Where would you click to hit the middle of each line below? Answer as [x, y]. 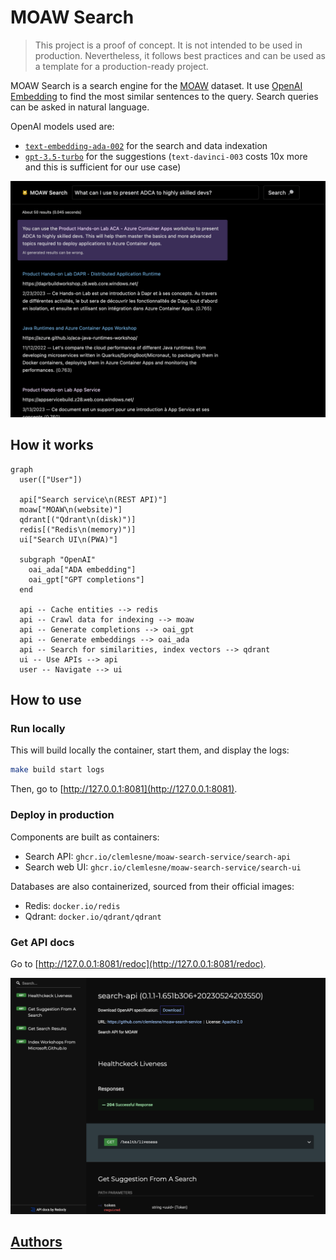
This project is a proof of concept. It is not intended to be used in [168, 45]
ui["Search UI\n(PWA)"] [68, 539]
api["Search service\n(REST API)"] [93, 499]
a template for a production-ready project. [121, 66]
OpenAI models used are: [62, 126]
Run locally [38, 729]
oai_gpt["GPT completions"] [86, 579]
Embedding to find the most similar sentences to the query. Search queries [164, 96]
